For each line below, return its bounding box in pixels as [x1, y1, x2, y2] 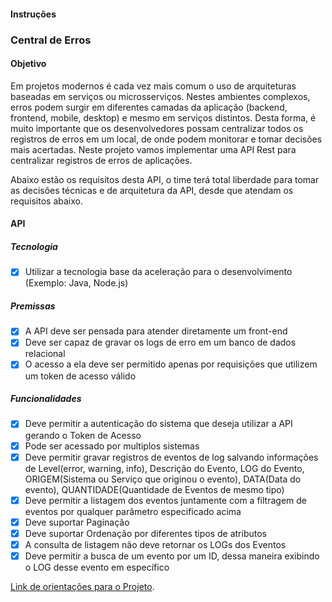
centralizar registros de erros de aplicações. [10, 154, 193, 166]
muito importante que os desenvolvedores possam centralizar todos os [10, 122, 304, 134]
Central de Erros [10, 33, 92, 47]
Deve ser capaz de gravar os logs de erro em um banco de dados [24, 336, 297, 349]
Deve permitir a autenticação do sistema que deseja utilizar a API [24, 418, 293, 430]
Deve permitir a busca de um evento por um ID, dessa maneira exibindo [24, 550, 320, 562]
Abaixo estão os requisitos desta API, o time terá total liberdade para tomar [10, 173, 320, 185]
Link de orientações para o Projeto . [10, 580, 155, 592]
